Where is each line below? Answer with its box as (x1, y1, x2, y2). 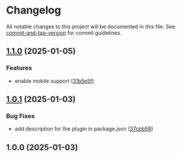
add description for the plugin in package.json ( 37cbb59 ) (14, 125, 153, 132)
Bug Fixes (6, 112, 35, 120)
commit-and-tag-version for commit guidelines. (6, 29, 122, 36)
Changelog (6, 4, 61, 17)
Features (6, 64, 32, 72)
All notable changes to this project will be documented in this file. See (6, 23, 176, 30)
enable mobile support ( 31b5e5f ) (14, 77, 94, 84)
